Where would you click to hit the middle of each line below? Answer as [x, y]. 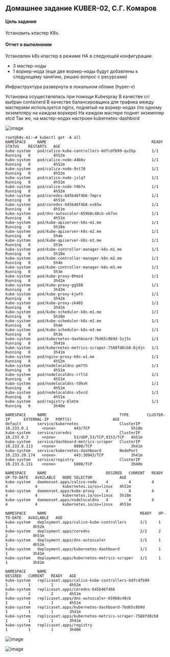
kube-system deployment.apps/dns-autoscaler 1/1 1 [83, 540]
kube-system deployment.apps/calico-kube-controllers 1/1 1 [83, 522]
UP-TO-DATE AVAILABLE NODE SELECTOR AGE [66, 478]
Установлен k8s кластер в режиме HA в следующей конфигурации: [79, 56]
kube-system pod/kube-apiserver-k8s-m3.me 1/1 [82, 240]
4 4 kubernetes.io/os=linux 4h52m [68, 486]
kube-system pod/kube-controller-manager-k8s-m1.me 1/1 [82, 249]
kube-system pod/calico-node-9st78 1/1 [82, 169]
